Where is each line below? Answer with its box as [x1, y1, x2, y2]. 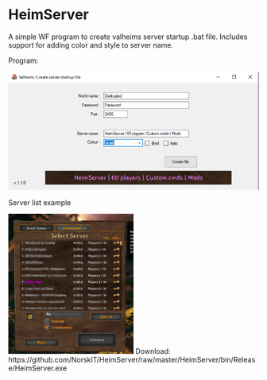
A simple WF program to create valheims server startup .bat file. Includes [8, 32, 248, 41]
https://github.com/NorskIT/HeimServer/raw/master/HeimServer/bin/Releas [8, 355, 256, 364]
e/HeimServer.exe [8, 363, 68, 373]
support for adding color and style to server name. [8, 40, 173, 49]
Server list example [8, 198, 72, 207]
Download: [134, 346, 171, 355]
